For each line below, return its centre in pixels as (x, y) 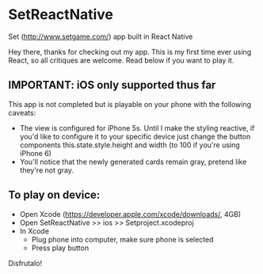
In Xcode (34, 230)
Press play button (60, 248)
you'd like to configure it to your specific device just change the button (135, 136)
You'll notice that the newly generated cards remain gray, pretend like (133, 162)
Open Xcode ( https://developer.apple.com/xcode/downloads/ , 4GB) (130, 214)
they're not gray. (46, 170)
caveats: (22, 112)
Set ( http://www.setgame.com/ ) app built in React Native (101, 36)
